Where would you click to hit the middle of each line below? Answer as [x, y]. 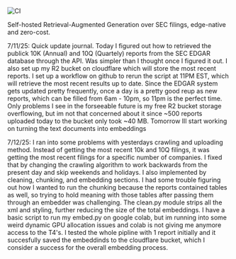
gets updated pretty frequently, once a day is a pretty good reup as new [112, 91]
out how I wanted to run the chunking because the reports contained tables [118, 187]
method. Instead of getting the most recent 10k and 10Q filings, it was [109, 150]
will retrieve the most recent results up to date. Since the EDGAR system [113, 84]
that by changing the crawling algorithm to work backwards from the [107, 165]
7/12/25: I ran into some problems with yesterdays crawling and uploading [115, 142]
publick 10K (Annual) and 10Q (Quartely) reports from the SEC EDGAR [109, 53]
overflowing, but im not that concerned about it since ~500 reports [105, 114]
